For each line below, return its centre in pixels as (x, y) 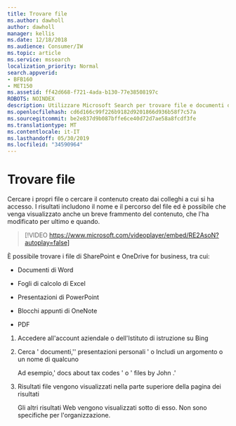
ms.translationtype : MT (42, 125)
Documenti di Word (45, 270)
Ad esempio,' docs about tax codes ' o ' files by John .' (97, 373)
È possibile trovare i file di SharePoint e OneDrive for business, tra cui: (109, 256)
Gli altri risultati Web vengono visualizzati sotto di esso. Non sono (112, 408)
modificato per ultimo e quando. (54, 222)
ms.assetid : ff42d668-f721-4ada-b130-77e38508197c (83, 92)
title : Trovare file (38, 14)
